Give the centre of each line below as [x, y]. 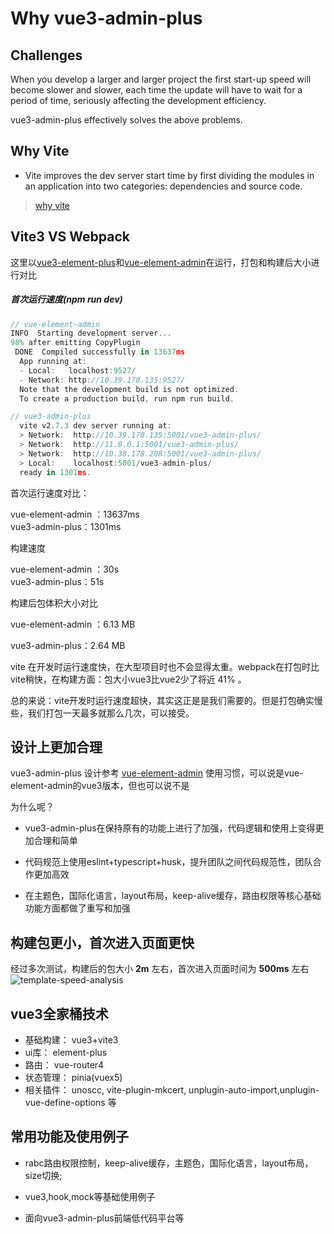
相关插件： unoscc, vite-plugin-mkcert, [105, 1090]
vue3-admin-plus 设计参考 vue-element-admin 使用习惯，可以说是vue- [157, 773]
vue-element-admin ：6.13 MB [73, 624]
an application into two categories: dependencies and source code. [163, 186]
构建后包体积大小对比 [54, 603]
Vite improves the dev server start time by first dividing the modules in [169, 175]
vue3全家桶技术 [59, 1013]
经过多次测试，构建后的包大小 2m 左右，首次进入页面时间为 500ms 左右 [160, 969]
